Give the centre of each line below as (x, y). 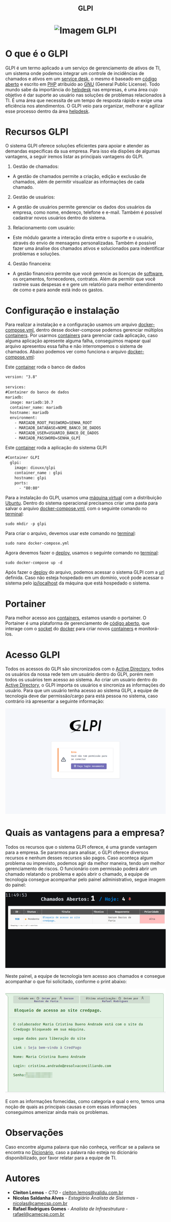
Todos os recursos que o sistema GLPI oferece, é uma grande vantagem (81, 847)
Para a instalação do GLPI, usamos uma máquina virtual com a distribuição (83, 498)
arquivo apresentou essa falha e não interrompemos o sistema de (74, 346)
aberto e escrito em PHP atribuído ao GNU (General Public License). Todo (83, 84)
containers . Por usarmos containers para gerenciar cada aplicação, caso (81, 336)
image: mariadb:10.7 (32, 402)
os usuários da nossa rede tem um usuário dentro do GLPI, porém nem (79, 674)
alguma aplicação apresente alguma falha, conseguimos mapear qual (78, 341)
